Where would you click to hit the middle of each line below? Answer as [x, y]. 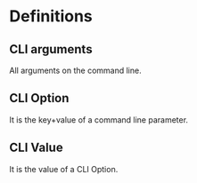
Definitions [51, 16]
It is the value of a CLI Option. [64, 169]
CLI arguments [51, 49]
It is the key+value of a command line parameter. [99, 119]
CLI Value [37, 148]
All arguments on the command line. [75, 70]
